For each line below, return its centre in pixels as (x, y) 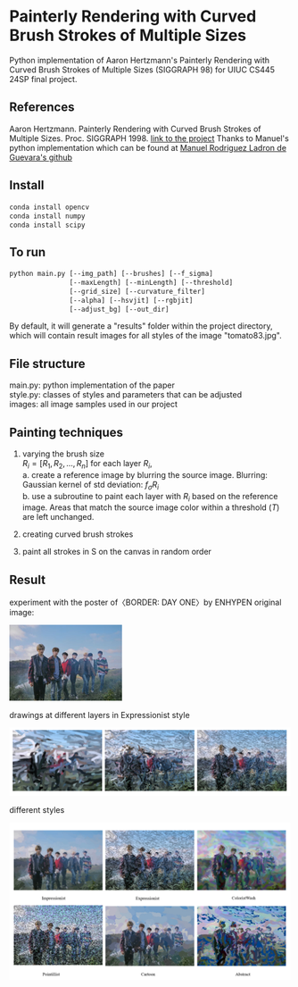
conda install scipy (48, 225)
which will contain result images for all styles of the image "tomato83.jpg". (146, 336)
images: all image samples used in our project (94, 405)
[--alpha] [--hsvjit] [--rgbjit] (131, 301)
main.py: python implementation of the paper (92, 385)
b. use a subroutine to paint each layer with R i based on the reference (150, 497)
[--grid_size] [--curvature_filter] (137, 292)
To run (28, 252)
